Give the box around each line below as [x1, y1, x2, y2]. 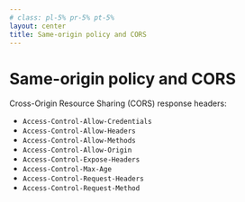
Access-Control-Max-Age [22, 165, 113, 174]
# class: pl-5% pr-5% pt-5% [9, 13, 115, 22]
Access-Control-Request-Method [22, 184, 141, 193]
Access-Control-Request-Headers [22, 174, 144, 184]
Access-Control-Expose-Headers [22, 155, 141, 164]
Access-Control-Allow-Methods [22, 136, 137, 145]
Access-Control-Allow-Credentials [22, 118, 152, 127]
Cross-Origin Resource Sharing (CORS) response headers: [9, 98, 227, 109]
